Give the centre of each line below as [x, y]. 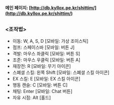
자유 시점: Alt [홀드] [32, 97]
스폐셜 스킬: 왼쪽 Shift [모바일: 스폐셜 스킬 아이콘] [61, 72]
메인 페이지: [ [18, 8]
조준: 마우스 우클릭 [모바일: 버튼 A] [46, 60]
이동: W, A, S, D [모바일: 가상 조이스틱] [50, 41]
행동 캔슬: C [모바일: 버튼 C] [40, 85]
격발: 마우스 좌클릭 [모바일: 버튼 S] [46, 54]
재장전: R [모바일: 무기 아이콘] [42, 66]
